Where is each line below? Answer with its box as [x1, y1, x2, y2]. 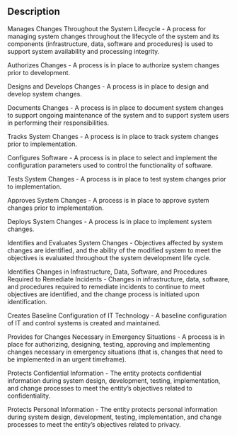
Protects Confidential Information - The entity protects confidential [7, 369, 202, 377]
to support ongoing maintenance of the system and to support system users [7, 111, 230, 119]
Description [7, 6, 60, 18]
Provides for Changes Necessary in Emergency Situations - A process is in [7, 332, 225, 341]
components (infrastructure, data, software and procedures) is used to [7, 39, 214, 48]
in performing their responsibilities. [7, 118, 110, 127]
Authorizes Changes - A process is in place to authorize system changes [7, 60, 220, 69]
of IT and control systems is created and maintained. [7, 318, 161, 327]
